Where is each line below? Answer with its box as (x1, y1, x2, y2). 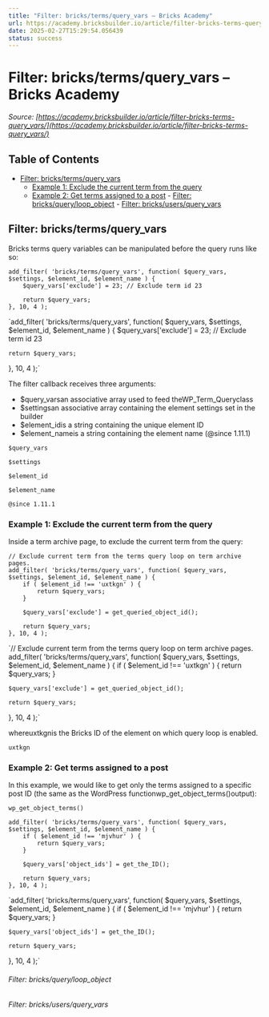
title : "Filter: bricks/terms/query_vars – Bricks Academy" (8, 11, 214, 20)
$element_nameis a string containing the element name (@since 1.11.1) (19, 428, 251, 438)
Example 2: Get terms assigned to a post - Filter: (31, 191, 192, 200)
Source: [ (8, 112, 38, 122)
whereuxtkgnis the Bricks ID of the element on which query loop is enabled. (8, 728, 259, 738)
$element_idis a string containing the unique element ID (19, 420, 204, 430)
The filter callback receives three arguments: (8, 378, 156, 389)
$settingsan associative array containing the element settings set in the (19, 402, 256, 413)
